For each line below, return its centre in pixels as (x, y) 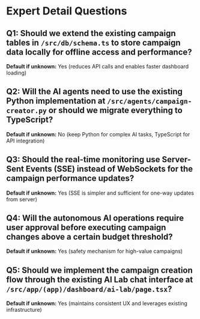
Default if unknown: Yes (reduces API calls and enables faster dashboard (98, 66)
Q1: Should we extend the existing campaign (91, 33)
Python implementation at (56, 101)
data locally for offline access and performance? (99, 52)
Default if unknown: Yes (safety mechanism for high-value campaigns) (95, 251)
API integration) (26, 141)
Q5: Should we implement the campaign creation (100, 270)
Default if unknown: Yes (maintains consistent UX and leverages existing (97, 303)
